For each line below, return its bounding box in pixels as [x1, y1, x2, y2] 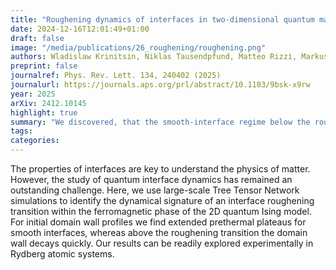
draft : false [10, 33, 65, 43]
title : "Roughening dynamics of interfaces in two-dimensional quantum [10, 14, 315, 25]
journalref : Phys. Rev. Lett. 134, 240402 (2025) [10, 71, 222, 81]
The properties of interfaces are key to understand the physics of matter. [10, 163, 311, 175]
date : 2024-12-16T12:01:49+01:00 [10, 24, 150, 34]
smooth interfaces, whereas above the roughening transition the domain [10, 227, 308, 238]
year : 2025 [10, 89, 56, 99]
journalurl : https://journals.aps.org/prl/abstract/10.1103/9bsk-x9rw [10, 80, 311, 90]
